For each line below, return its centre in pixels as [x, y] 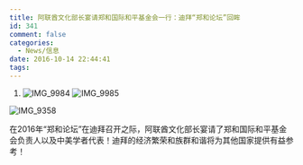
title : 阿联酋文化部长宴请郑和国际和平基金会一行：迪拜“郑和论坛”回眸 [125, 17]
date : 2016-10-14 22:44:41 [60, 59]
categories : [32, 43]
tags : [19, 68]
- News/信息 [39, 51]
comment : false [38, 34]
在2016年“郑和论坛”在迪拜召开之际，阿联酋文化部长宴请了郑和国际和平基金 [148, 129]
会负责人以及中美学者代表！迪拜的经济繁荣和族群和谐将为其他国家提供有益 [147, 140]
